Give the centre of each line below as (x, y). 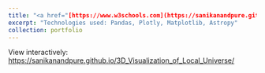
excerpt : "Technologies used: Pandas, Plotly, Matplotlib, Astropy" (123, 23)
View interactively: (38, 53)
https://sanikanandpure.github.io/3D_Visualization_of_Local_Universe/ (121, 60)
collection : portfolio (45, 30)
